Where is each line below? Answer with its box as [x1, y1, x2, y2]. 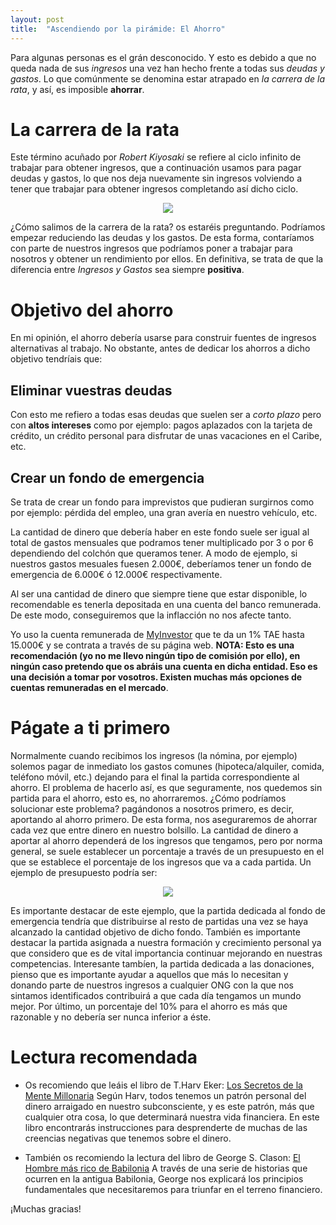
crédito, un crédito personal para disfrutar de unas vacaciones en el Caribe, [10, 430, 323, 442]
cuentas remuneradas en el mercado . [10, 682, 169, 693]
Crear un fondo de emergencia [10, 469, 205, 486]
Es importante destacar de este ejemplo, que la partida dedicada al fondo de [10, 904, 326, 916]
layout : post [10, 14, 65, 25]
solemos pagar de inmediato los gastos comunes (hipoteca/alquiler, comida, [10, 760, 325, 772]
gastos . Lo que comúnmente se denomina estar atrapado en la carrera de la [10, 72, 325, 85]
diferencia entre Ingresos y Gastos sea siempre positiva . [10, 264, 245, 276]
